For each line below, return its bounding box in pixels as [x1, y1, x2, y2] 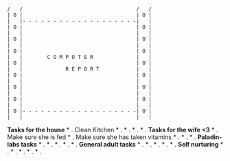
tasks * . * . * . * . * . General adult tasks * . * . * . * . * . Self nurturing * [20, 140, 224, 148]
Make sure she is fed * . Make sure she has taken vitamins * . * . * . [7, 133, 196, 141]
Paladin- [197, 133, 222, 141]
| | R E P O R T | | [7, 66, 152, 73]
